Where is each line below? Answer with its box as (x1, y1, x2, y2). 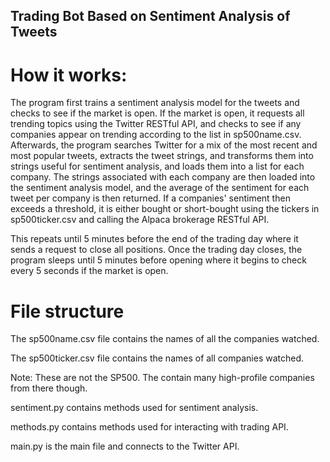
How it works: (10, 64, 128, 86)
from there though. (10, 382, 88, 394)
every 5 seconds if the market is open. (10, 265, 169, 277)
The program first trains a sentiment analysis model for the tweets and (10, 97, 300, 109)
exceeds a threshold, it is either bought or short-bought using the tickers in (10, 203, 320, 215)
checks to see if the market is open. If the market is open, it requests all (10, 107, 305, 119)
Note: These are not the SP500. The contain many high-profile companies (10, 372, 315, 384)
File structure (10, 300, 125, 323)
